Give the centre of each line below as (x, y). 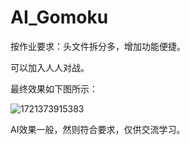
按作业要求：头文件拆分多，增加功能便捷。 (98, 46)
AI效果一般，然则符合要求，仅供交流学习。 (98, 129)
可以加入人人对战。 (50, 67)
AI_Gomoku (59, 17)
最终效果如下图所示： (54, 88)
